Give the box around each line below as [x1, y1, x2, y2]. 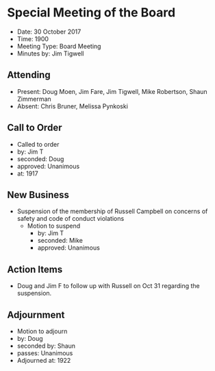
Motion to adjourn [16, 327, 68, 335]
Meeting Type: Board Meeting [16, 42, 101, 50]
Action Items [7, 263, 63, 275]
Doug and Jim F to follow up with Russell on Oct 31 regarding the [16, 282, 200, 290]
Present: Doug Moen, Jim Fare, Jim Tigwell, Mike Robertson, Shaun [16, 87, 207, 95]
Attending [7, 69, 51, 81]
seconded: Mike [37, 237, 84, 245]
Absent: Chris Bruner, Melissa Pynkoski [16, 101, 129, 110]
